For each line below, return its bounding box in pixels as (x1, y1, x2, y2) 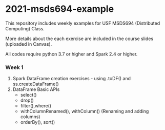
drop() (20, 97, 34, 103)
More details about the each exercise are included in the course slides (5, 35, 154, 42)
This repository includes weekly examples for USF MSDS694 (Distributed (5, 20, 160, 26)
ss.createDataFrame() (12, 81, 59, 87)
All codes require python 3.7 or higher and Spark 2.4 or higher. (5, 51, 138, 57)
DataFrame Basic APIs (12, 86, 60, 92)
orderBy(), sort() (20, 119, 55, 125)
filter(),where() (20, 103, 52, 109)
